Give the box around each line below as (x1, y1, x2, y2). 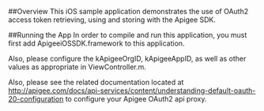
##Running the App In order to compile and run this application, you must (8, 31, 247, 39)
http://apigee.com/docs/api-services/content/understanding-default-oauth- (8, 86, 256, 95)
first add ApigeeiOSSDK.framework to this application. (8, 39, 185, 48)
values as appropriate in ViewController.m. (8, 62, 146, 72)
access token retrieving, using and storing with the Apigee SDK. (8, 15, 216, 24)
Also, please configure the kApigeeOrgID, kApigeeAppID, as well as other (8, 54, 247, 63)
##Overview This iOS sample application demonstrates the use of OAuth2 (8, 7, 249, 16)
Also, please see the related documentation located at (8, 78, 184, 87)
